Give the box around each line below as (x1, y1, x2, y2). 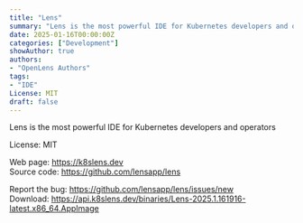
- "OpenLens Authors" (9, 64, 91, 73)
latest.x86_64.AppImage (9, 203, 99, 214)
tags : (9, 72, 30, 81)
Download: (9, 193, 50, 204)
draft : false (9, 97, 59, 107)
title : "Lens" (9, 13, 63, 23)
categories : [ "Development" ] (9, 38, 119, 48)
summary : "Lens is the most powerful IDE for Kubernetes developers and (9, 22, 289, 31)
